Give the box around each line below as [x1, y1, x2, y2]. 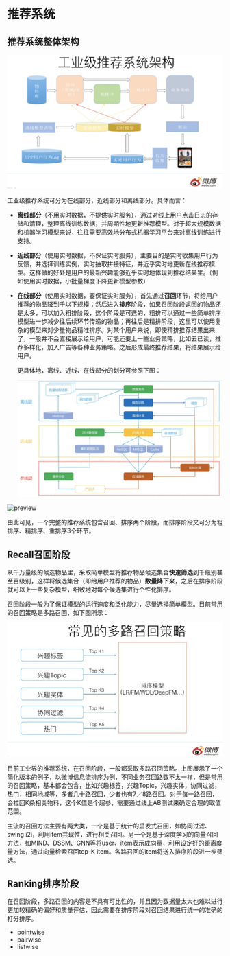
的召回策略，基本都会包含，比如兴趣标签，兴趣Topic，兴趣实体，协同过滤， [7, 781, 221, 789]
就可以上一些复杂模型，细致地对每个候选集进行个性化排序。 [7, 585, 175, 594]
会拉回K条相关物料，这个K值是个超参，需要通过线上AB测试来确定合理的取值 [7, 798, 221, 806]
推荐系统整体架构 [7, 36, 79, 47]
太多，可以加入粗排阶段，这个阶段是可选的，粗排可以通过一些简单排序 [23, 309, 221, 317]
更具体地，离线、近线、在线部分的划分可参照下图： [16, 366, 162, 375]
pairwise [16, 935, 42, 944]
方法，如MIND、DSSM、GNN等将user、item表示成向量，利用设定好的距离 [7, 839, 217, 847]
